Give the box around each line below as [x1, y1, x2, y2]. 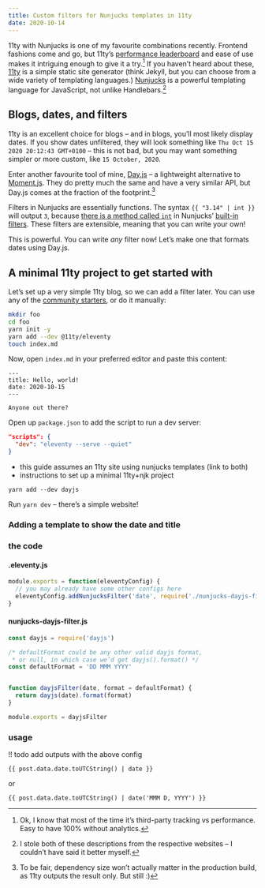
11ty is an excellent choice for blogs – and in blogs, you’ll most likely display [8, 129, 254, 138]
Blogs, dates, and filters [8, 108, 128, 122]
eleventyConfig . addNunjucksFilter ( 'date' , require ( [15, 592, 189, 600]
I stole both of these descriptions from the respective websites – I [19, 839, 233, 849]
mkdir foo [8, 311, 41, 319]
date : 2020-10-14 [8, 19, 65, 27]
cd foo [8, 317, 30, 326]
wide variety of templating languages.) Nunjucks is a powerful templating [8, 76, 246, 85]
